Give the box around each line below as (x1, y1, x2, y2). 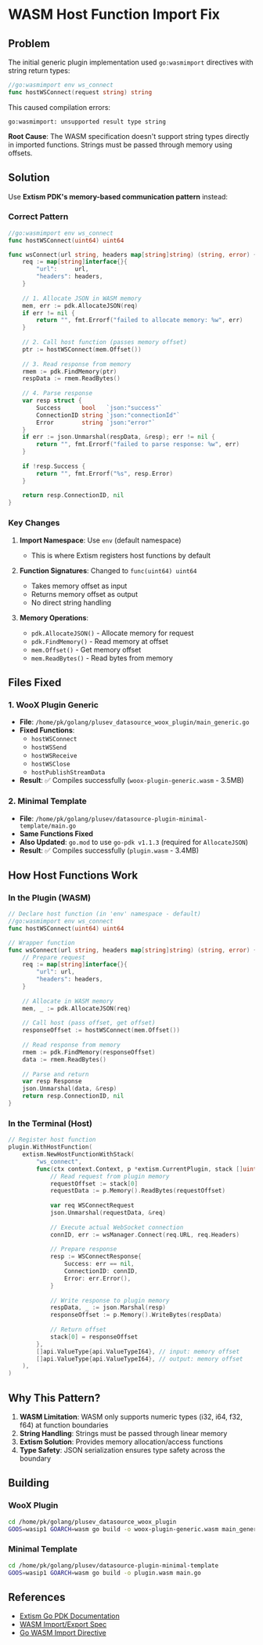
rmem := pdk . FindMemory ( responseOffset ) (22, 1048, 156, 1056)
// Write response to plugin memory (49, 1296, 170, 1304)
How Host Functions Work (8, 868, 139, 882)
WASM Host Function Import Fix (8, 5, 221, 24)
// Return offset (49, 1325, 107, 1333)
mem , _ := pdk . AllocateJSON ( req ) (22, 1004, 131, 1012)
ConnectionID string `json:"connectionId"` (36, 411, 180, 419)
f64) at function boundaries (19, 1420, 109, 1430)
